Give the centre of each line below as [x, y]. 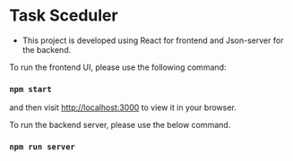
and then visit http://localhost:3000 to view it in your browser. [123, 107]
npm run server [43, 147]
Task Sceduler [64, 16]
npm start [30, 89]
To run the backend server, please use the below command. [120, 125]
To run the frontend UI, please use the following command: [118, 67]
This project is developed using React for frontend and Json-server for [153, 40]
